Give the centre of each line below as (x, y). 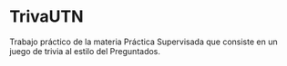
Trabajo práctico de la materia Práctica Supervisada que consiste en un (143, 42)
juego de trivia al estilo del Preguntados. (85, 51)
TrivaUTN (46, 17)
